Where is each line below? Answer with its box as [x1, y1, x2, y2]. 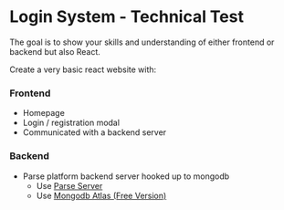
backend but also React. [9, 46, 100, 57]
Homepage [22, 108, 66, 119]
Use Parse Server [36, 180, 103, 191]
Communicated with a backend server [22, 127, 167, 138]
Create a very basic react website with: [9, 64, 157, 75]
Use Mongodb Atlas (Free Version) [36, 190, 167, 201]
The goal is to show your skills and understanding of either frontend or [9, 37, 275, 47]
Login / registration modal [22, 117, 121, 129]
